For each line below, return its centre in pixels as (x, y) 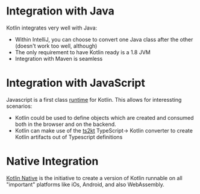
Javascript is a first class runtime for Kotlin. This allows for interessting (94, 99)
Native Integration (52, 161)
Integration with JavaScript (76, 83)
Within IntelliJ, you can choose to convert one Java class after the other (104, 39)
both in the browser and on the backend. (65, 124)
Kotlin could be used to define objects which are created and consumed (104, 117)
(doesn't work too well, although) (56, 46)
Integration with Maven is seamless (59, 58)
